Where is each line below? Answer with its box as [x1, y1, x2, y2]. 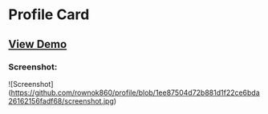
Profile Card [8, 6, 90, 24]
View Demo [8, 37, 67, 51]
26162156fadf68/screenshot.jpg [8, 96, 115, 105]
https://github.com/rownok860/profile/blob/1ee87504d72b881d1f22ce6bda [10, 88, 261, 97]
